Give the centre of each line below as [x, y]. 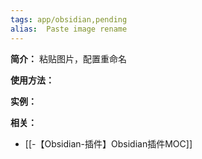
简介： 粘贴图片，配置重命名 [68, 58]
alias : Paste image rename [69, 29]
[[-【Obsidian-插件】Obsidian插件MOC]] [108, 143]
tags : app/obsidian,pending [69, 19]
